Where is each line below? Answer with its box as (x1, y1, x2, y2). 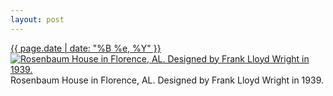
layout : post (10, 14, 65, 25)
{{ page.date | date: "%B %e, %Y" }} (10, 42, 162, 54)
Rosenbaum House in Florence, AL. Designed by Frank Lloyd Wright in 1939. (10, 74, 325, 86)
